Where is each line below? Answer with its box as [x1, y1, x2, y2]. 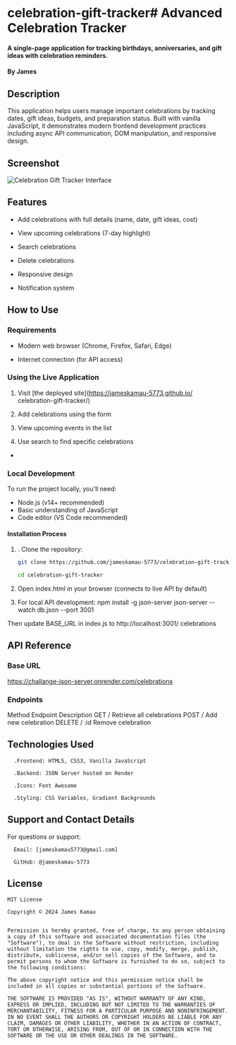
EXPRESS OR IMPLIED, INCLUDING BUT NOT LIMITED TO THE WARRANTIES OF [7, 1001, 216, 1008]
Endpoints [7, 695, 44, 704]
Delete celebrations [17, 256, 75, 264]
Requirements [7, 325, 57, 335]
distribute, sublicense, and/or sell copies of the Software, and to [7, 952, 216, 959]
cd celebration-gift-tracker [17, 572, 104, 579]
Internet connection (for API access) [17, 355, 123, 363]
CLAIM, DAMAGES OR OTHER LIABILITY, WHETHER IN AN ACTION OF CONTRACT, [7, 1020, 222, 1027]
